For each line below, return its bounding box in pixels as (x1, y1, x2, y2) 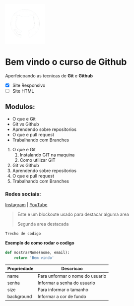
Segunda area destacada (17, 221, 69, 227)
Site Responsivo (12, 82, 46, 88)
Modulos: (5, 103, 36, 111)
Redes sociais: (5, 190, 41, 197)
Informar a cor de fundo (37, 294, 86, 300)
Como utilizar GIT (19, 157, 56, 163)
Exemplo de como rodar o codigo (5, 240, 74, 246)
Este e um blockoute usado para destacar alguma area (17, 211, 129, 217)
